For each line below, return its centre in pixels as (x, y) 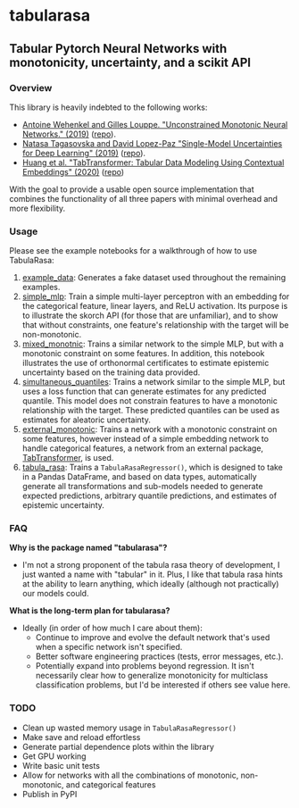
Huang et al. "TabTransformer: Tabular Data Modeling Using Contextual (153, 162)
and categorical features (111, 784)
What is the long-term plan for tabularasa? (90, 611)
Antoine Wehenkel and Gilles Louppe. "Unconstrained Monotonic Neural (155, 124)
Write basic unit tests (61, 765)
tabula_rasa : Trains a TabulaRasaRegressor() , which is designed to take (153, 467)
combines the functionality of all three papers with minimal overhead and (144, 198)
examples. (41, 287)
